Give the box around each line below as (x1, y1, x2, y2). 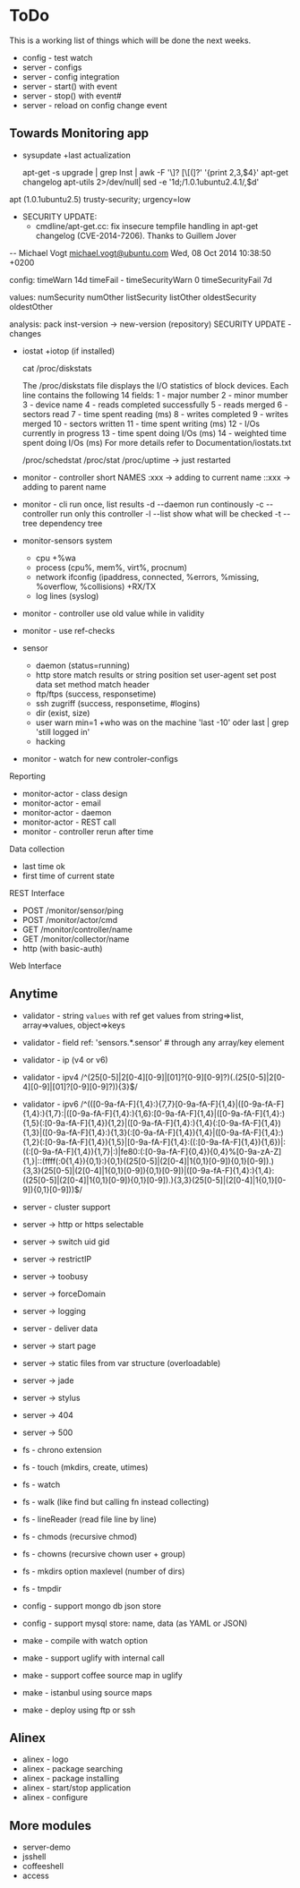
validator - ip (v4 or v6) (21, 1054, 109, 1065)
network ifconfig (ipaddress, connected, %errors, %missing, (35, 571, 260, 582)
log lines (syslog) (35, 590, 99, 601)
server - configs (21, 62, 82, 73)
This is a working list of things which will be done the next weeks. (9, 35, 252, 46)
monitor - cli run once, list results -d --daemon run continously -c (21, 499, 264, 509)
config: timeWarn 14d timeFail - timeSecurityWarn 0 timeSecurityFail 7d (9, 274, 273, 285)
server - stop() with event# (21, 90, 123, 101)
